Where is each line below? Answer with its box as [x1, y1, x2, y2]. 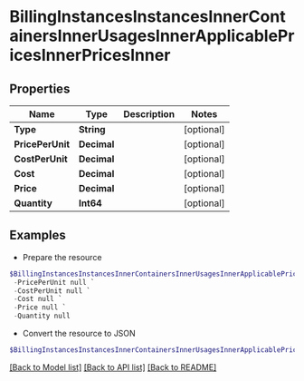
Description [123, 108, 175, 120]
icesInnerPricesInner [9, 45, 171, 65]
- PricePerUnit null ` [13, 278, 95, 287]
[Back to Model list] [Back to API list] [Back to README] [9, 361, 217, 373]
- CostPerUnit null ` [13, 286, 91, 296]
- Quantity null [13, 311, 71, 321]
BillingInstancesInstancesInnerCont [9, 6, 287, 27]
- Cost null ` [13, 295, 63, 304]
